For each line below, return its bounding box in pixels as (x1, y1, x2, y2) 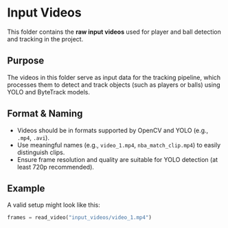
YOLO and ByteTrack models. (7, 87, 91, 96)
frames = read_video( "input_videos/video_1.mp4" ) (7, 214, 152, 221)
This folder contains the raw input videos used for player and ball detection (7, 28, 221, 36)
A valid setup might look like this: (7, 201, 101, 209)
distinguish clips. (16, 148, 65, 156)
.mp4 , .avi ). (16, 133, 50, 142)
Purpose (7, 55, 45, 67)
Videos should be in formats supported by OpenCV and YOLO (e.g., (16, 126, 209, 134)
